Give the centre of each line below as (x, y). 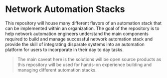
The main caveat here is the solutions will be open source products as (89, 59)
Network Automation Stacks (65, 9)
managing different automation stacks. (57, 70)
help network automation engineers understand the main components (77, 33)
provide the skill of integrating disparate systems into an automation (75, 44)
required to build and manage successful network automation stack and (79, 39)
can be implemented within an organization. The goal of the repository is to (82, 28)
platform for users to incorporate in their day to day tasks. (64, 49)
